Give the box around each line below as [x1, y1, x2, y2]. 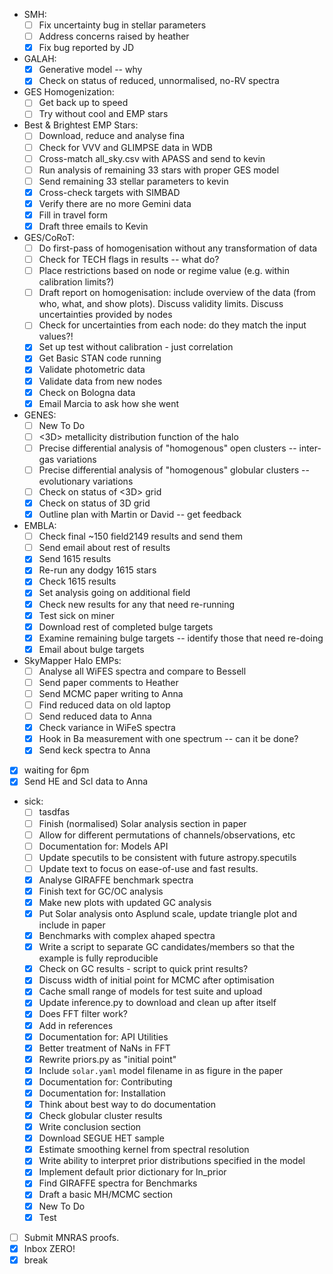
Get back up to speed [38, 97, 129, 109]
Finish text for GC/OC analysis [38, 885, 164, 897]
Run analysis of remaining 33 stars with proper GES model [38, 164, 280, 176]
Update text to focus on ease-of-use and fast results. [38, 862, 259, 874]
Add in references [38, 1019, 114, 1031]
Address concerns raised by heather [38, 30, 190, 43]
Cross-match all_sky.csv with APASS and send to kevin [38, 152, 266, 164]
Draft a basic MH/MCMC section [38, 1189, 174, 1201]
